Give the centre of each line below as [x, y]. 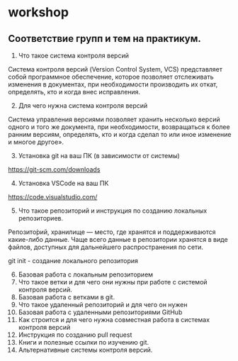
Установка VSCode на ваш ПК [63, 183]
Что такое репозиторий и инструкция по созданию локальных [113, 211]
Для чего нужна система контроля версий [83, 106]
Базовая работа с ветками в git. [67, 297]
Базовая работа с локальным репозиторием [86, 274]
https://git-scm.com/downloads [54, 170]
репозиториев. [40, 218]
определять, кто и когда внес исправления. [74, 92]
